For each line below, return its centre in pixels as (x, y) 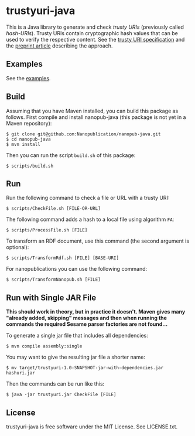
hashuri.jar (20, 373)
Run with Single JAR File (51, 297)
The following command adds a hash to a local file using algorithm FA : (90, 219)
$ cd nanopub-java (28, 139)
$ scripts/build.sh (30, 166)
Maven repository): (29, 123)
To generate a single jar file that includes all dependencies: (77, 336)
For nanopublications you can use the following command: (77, 269)
